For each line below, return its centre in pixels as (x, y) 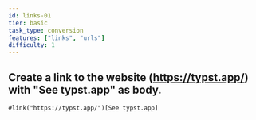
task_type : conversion (46, 30)
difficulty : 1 (32, 45)
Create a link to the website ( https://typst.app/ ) (128, 77)
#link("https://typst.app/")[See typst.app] (83, 108)
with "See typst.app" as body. (85, 89)
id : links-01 (30, 15)
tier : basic (28, 23)
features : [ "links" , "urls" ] (57, 38)
